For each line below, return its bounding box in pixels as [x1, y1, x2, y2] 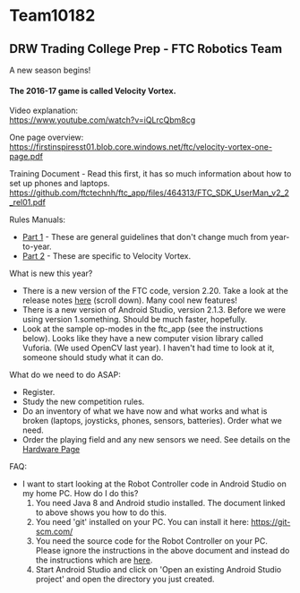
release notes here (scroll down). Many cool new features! [21, 295, 237, 305]
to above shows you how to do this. [35, 507, 167, 518]
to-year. [21, 241, 52, 252]
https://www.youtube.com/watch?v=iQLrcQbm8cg [9, 115, 196, 125]
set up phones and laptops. [9, 178, 110, 189]
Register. [21, 387, 56, 398]
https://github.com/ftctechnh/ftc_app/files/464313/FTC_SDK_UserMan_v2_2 [9, 187, 289, 198]
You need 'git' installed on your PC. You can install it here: [35, 517, 249, 528]
